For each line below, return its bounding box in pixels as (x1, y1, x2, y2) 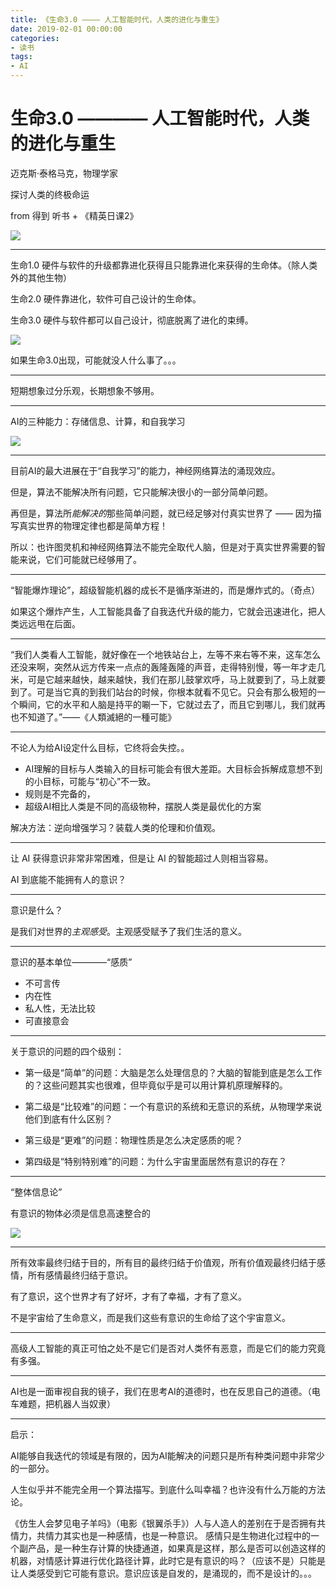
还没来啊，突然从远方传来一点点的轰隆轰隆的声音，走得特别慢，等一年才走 (10, 661, 317, 673)
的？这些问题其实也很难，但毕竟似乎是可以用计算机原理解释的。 (24, 1079, 288, 1091)
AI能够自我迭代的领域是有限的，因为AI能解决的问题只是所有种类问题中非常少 (10, 1449, 325, 1461)
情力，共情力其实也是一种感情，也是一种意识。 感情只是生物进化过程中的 (10, 1529, 311, 1541)
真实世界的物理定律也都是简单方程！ (18, 519, 168, 531)
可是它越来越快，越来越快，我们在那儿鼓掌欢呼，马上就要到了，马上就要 (27, 673, 326, 685)
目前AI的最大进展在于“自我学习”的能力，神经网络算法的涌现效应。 (10, 464, 281, 476)
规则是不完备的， (24, 787, 96, 800)
